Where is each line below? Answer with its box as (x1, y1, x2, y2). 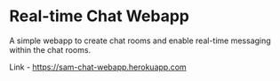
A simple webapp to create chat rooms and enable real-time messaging (9, 35, 271, 46)
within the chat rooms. (9, 44, 92, 55)
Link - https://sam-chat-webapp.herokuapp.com (9, 62, 187, 72)
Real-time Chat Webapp (9, 6, 189, 26)
